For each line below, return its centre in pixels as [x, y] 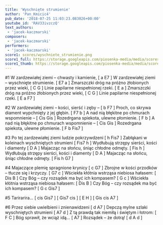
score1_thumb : [19, 64]
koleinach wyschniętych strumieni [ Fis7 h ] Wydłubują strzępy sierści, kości [81, 143]
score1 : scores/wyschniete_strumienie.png [49, 55]
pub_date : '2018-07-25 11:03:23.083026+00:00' [53, 18]
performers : [17, 46]
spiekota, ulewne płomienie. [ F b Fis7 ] [44, 128]
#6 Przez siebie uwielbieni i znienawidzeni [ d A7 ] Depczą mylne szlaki [76, 208]
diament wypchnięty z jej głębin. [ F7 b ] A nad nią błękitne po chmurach [77, 113]
